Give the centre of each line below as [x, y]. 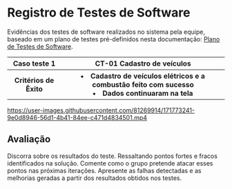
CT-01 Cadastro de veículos [143, 63]
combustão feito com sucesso [143, 84]
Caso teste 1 [34, 63]
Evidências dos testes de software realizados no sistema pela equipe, [106, 32]
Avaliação [29, 139]
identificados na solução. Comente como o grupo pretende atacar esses [110, 163]
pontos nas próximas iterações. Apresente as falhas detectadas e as [104, 170]
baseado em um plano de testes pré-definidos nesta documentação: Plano [114, 39]
